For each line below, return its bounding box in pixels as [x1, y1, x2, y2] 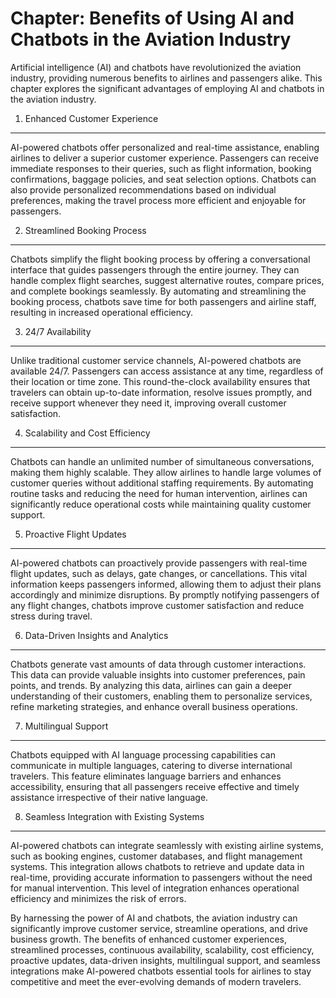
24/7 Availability [24, 325, 92, 337]
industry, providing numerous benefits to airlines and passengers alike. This [10, 72, 323, 84]
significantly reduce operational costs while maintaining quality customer [10, 498, 312, 510]
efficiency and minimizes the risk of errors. [10, 892, 187, 904]
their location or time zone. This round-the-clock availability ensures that [10, 375, 311, 387]
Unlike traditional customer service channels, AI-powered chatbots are [10, 354, 302, 366]
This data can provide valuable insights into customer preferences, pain [10, 668, 306, 681]
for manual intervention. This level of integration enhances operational [10, 882, 300, 894]
